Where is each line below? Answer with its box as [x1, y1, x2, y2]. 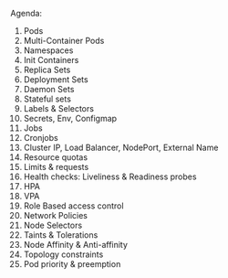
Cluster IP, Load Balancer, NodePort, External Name [23, 142, 219, 153]
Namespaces [23, 45, 74, 56]
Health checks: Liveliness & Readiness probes [23, 171, 197, 182]
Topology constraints [23, 249, 104, 260]
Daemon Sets [23, 84, 75, 94]
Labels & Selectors [23, 103, 95, 113]
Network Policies [23, 210, 88, 220]
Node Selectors [23, 219, 83, 230]
